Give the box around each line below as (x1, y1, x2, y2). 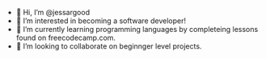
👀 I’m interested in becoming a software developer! (15, 16, 186, 26)
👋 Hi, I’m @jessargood (15, 8, 91, 17)
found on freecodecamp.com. (15, 33, 116, 42)
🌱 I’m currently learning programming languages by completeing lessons (15, 25, 259, 33)
